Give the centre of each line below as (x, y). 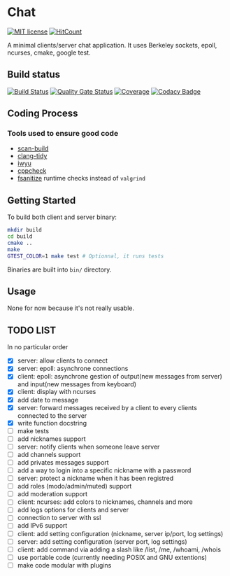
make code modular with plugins (64, 565)
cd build (20, 237)
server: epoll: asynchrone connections (73, 369)
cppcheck (32, 171)
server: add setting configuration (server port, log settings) (102, 541)
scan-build (33, 148)
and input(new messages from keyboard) (77, 384)
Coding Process (43, 114)
